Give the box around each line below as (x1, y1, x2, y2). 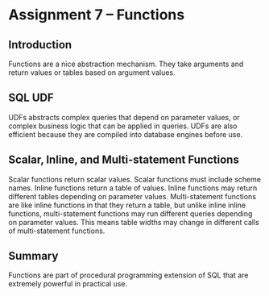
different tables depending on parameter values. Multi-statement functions (8, 191, 256, 201)
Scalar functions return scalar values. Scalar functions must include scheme (8, 174, 262, 184)
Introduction (8, 38, 72, 52)
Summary (8, 249, 59, 263)
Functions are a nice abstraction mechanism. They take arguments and (8, 59, 244, 69)
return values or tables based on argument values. (8, 68, 176, 77)
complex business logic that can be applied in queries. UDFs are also (8, 121, 238, 131)
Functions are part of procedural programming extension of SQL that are (8, 270, 249, 280)
